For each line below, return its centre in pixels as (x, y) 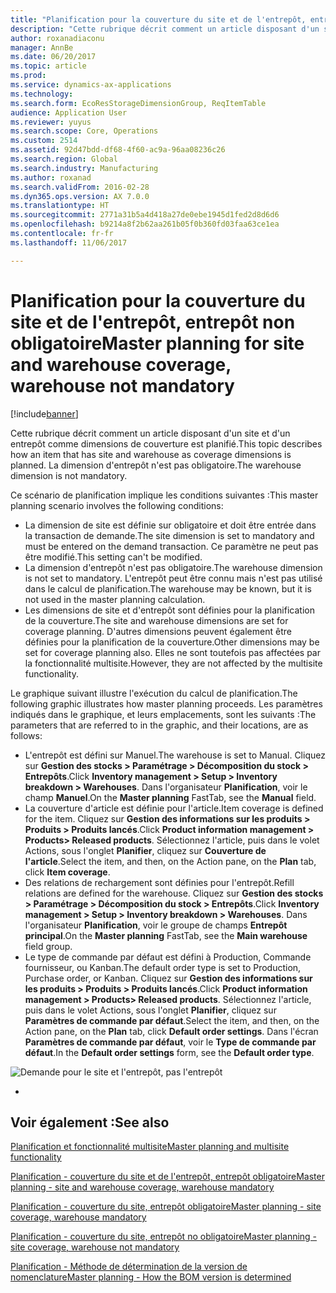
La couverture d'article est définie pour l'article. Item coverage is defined (174, 808)
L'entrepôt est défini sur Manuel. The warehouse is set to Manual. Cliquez (175, 755)
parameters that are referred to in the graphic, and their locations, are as (159, 725)
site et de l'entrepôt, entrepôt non (153, 322)
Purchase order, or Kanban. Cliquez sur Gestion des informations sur (168, 978)
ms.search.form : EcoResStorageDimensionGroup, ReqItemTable (138, 103)
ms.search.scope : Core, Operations (84, 131)
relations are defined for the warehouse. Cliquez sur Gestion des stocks (174, 893)
